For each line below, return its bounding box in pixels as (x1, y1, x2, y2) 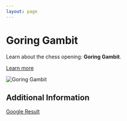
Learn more (6, 64, 34, 71)
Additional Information (6, 92, 90, 102)
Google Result (6, 108, 40, 115)
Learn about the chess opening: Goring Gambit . (6, 53, 121, 60)
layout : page (6, 8, 38, 15)
